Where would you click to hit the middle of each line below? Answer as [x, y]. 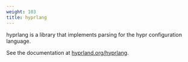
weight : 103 [21, 12]
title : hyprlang [27, 17]
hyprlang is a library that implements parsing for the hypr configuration [94, 34]
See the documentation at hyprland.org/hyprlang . [67, 52]
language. [19, 41]
